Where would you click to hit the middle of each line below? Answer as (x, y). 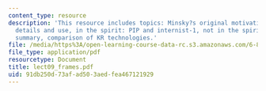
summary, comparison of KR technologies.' (86, 38)
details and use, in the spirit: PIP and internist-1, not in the (127, 30)
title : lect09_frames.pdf (51, 67)
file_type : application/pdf (55, 52)
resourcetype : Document (47, 60)
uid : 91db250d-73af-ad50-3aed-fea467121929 (81, 74)
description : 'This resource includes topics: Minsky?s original (118, 23)
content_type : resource (47, 15)
